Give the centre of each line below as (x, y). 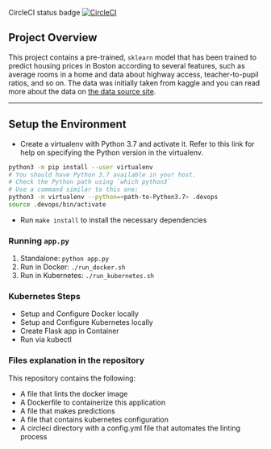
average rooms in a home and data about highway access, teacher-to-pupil (134, 74)
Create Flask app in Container (69, 331)
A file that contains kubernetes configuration (94, 419)
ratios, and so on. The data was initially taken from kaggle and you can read (134, 83)
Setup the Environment (67, 125)
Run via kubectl (46, 339)
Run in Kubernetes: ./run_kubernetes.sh (87, 276)
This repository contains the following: (72, 378)
